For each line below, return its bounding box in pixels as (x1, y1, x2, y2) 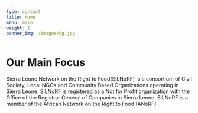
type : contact (6, 8, 41, 15)
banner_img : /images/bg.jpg (6, 31, 76, 36)
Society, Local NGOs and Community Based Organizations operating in (6, 82, 179, 89)
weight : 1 (6, 25, 31, 31)
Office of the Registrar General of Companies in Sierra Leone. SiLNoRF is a (6, 94, 188, 101)
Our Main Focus (6, 56, 86, 69)
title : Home (6, 14, 35, 20)
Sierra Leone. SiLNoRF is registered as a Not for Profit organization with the (6, 88, 190, 95)
